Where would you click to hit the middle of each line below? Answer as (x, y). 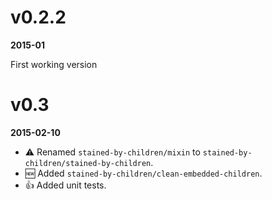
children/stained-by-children (88, 163)
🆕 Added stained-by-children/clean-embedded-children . (143, 173)
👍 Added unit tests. (65, 185)
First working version (54, 64)
